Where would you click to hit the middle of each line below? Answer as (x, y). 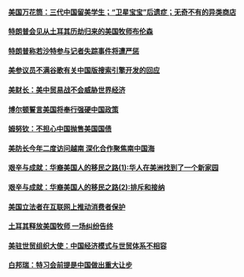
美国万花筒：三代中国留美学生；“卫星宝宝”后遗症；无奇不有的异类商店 (122, 12)
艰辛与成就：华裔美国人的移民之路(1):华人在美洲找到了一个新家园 (113, 168)
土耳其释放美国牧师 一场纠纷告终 (61, 226)
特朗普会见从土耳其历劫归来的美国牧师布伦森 (81, 31)
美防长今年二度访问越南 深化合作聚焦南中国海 (81, 148)
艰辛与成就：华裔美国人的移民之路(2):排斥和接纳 (87, 187)
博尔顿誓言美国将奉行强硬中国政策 (63, 109)
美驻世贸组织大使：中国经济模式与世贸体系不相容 (87, 246)
